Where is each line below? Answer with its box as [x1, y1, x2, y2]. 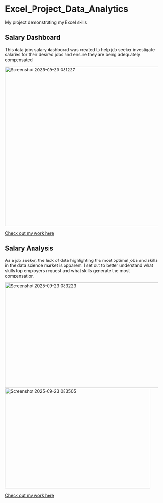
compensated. [5, 57, 34, 63]
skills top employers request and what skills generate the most [5, 267, 130, 273]
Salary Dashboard [5, 34, 61, 42]
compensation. [5, 273, 35, 278]
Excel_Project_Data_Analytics [5, 3, 129, 15]
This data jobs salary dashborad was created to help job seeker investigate [5, 46, 155, 52]
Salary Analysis [5, 244, 54, 253]
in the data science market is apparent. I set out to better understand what [5, 262, 154, 268]
